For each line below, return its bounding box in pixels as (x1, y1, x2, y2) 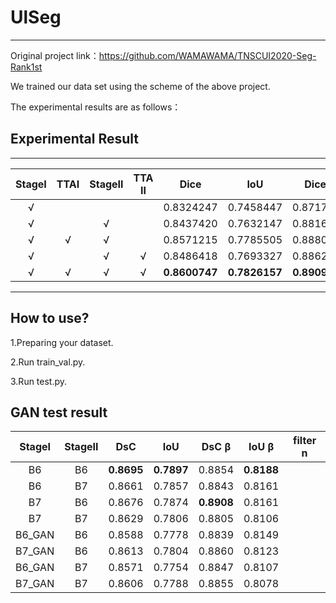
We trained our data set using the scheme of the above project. (10, 80, 271, 92)
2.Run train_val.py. (10, 356, 86, 368)
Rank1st (10, 61, 43, 73)
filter (293, 434, 317, 448)
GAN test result (10, 404, 108, 421)
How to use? (10, 310, 90, 327)
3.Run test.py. (10, 375, 68, 387)
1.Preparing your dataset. (10, 336, 114, 348)
